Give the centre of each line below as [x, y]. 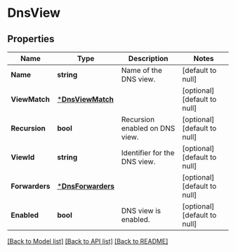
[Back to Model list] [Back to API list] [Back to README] [88, 241]
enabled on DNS [148, 128]
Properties [31, 39]
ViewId [23, 157]
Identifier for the [148, 153]
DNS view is [141, 211]
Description [148, 59]
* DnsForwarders [86, 186]
